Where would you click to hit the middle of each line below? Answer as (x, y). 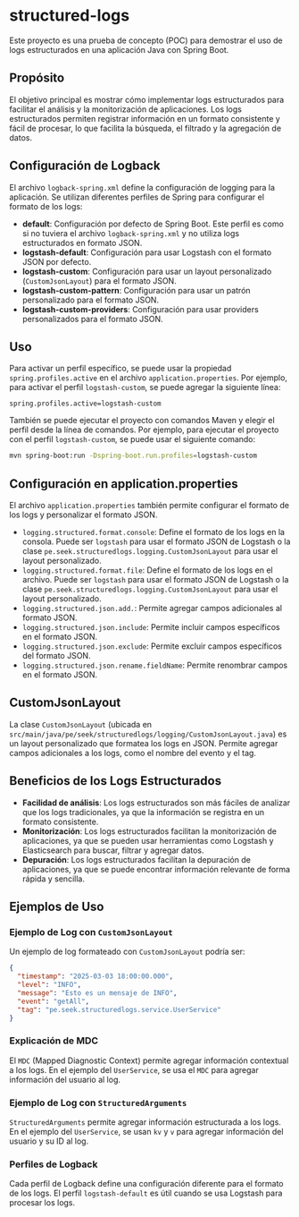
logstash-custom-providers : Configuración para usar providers (140, 309)
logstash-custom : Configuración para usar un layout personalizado (147, 271)
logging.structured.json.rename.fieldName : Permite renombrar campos (155, 665)
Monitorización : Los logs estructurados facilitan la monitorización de (149, 831)
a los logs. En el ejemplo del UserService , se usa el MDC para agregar (134, 1069)
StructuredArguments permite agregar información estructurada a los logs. (145, 1122)
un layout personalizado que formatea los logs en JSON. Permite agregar (144, 743)
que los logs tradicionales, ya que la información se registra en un (143, 812)
